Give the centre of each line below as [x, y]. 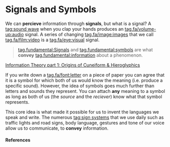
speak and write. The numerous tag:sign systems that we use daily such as [84, 117]
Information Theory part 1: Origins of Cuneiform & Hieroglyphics [73, 65]
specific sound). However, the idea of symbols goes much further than [80, 86]
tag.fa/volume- [140, 29]
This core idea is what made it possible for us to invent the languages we [82, 112]
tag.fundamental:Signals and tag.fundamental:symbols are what [85, 50]
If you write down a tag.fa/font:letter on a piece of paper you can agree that [85, 75]
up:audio [15, 34]
